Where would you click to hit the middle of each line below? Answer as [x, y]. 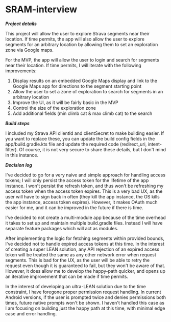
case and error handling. [31, 313]
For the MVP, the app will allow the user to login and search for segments [82, 59]
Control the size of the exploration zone [54, 108]
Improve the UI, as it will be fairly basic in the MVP [65, 102]
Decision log [19, 165]
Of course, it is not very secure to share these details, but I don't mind [93, 149]
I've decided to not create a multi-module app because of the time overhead [86, 217]
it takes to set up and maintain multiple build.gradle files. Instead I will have [84, 223]
